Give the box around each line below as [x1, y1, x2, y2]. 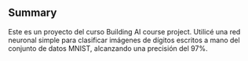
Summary [8, 6, 57, 20]
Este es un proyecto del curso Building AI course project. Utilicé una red [8, 27, 241, 36]
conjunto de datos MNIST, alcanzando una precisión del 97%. [8, 43, 208, 53]
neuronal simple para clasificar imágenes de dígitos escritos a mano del [8, 35, 241, 45]
